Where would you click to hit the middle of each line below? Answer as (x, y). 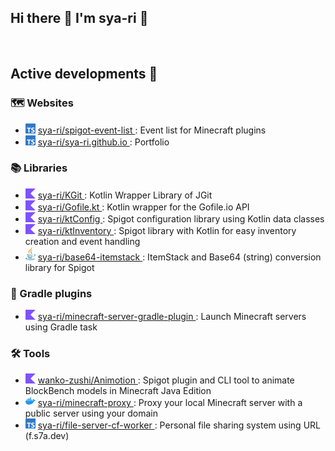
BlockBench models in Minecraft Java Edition (118, 391)
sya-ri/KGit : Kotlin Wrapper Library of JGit (125, 195)
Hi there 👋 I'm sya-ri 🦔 (79, 18)
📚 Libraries (39, 168)
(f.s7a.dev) (47, 436)
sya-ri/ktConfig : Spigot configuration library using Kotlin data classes (181, 218)
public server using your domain (91, 413)
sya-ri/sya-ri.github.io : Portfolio (103, 142)
